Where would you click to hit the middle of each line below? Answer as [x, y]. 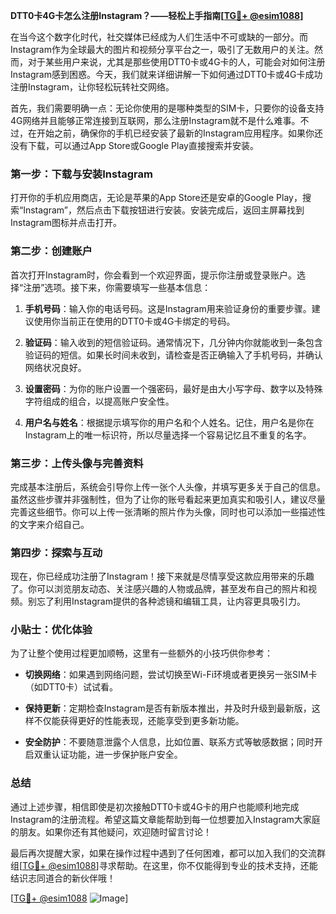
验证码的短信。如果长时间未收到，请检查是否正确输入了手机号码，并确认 [173, 355]
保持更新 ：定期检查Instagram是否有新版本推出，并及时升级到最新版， [168, 708]
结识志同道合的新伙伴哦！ [63, 878]
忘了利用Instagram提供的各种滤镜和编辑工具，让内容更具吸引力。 [171, 601]
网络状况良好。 [55, 367]
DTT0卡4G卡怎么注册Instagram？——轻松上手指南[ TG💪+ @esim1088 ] [157, 15]
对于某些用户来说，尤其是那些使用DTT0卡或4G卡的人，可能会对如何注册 [176, 62]
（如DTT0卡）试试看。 [71, 687]
